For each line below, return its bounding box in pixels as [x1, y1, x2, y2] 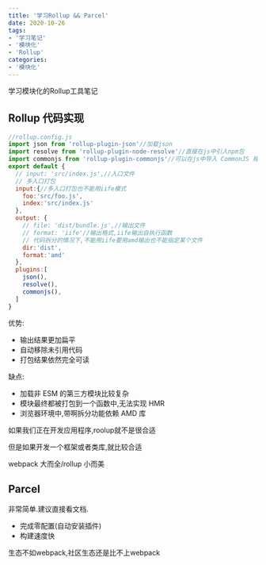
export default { [8, 163, 66, 171]
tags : [8, 26, 26, 34]
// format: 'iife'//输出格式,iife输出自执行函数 [22, 229, 173, 236]
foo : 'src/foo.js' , [22, 192, 83, 200]
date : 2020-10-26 [8, 19, 66, 27]
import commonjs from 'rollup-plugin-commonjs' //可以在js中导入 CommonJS [8, 156, 249, 163]
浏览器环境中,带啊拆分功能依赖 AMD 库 [19, 408, 146, 417]
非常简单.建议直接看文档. [8, 505, 89, 514]
